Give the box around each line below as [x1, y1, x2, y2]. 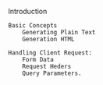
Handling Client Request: [8, 49, 92, 57]
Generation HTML [22, 35, 76, 43]
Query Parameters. [22, 69, 82, 77]
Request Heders [22, 62, 72, 70]
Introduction [8, 7, 48, 16]
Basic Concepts [8, 22, 58, 30]
